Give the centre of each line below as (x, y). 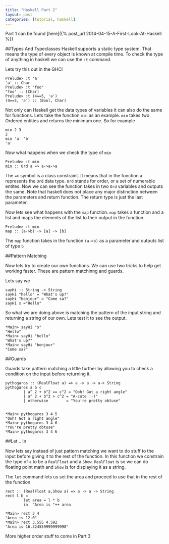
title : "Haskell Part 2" (31, 10)
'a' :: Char (18, 83)
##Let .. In (16, 441)
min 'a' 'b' (18, 139)
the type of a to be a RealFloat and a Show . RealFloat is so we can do (77, 462)
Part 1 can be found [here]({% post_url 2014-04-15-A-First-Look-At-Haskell (83, 34)
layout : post (19, 15)
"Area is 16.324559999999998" (37, 527)
